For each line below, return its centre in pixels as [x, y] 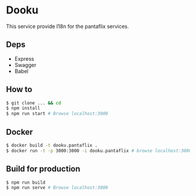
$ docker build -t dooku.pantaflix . [52, 145]
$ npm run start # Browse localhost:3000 [57, 114]
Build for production [43, 169]
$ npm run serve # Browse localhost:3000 [57, 188]
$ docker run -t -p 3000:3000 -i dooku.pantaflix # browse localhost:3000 [99, 150]
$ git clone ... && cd [34, 103]
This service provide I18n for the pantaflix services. [68, 26]
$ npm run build [26, 182]
